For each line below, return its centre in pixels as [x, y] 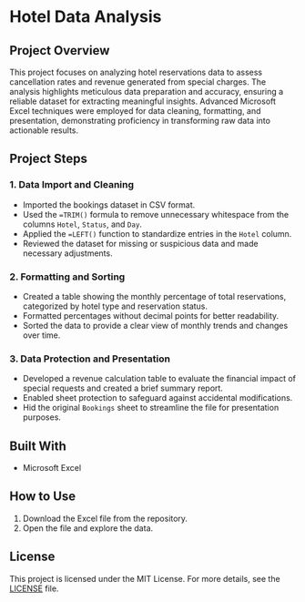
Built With [38, 446]
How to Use [43, 497]
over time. [41, 335]
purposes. [42, 417]
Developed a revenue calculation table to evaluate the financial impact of [159, 379]
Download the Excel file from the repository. [105, 518]
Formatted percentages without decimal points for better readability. [151, 315]
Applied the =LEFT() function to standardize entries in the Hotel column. [157, 233]
